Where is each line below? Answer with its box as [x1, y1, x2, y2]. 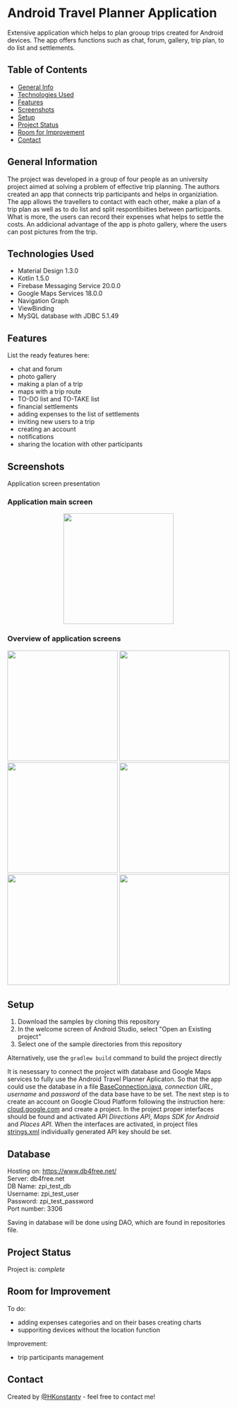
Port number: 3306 [7, 1205, 63, 1213]
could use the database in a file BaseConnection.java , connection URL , [7, 1082, 214, 1091]
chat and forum [17, 365, 63, 373]
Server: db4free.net [7, 1174, 65, 1183]
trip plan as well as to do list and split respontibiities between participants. [7, 205, 222, 213]
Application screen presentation [7, 479, 100, 488]
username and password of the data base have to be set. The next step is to [7, 1090, 229, 1099]
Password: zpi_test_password [7, 1197, 94, 1206]
